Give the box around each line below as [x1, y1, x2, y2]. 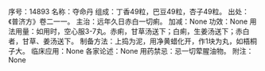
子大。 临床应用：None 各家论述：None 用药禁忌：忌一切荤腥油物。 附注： [8, 47, 254, 55]
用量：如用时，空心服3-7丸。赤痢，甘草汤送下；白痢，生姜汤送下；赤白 [14, 27, 250, 35]
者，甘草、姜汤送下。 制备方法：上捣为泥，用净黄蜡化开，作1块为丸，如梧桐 [8, 36, 257, 46]
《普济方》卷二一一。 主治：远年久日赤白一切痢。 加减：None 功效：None [8, 17, 248, 26]
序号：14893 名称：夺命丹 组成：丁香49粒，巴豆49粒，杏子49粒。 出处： [8, 7, 249, 16]
